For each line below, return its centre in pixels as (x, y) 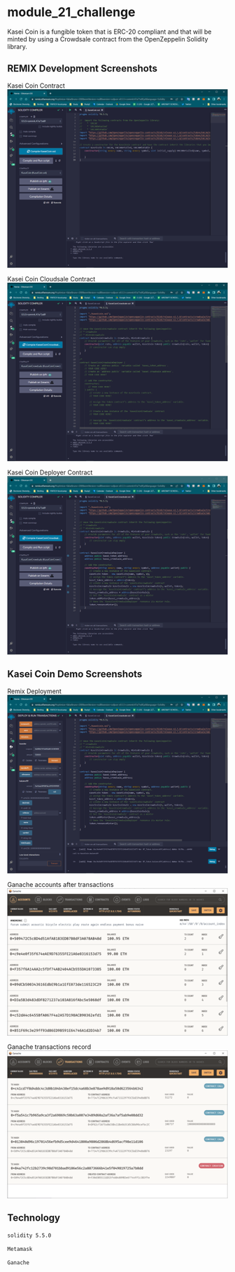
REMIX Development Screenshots (82, 68)
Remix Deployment (34, 691)
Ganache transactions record (49, 1047)
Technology (34, 1218)
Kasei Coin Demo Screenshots (75, 674)
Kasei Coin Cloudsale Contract (51, 279)
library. (17, 46)
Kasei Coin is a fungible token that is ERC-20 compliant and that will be (109, 32)
